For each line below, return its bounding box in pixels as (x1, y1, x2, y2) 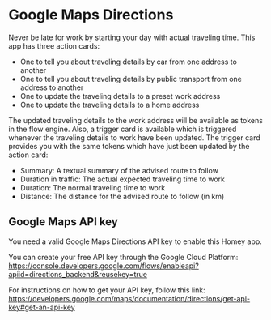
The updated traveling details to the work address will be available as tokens (8, 115, 263, 125)
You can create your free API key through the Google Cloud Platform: (8, 252, 239, 262)
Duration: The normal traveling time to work (19, 182, 166, 192)
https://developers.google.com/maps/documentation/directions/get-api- (8, 293, 251, 303)
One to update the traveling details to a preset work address (19, 91, 221, 100)
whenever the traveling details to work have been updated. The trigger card (8, 132, 260, 143)
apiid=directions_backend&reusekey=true (8, 269, 148, 279)
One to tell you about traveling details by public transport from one (19, 74, 243, 83)
